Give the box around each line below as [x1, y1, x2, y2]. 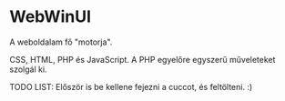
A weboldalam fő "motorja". [9, 36, 113, 47]
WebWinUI [9, 6, 92, 27]
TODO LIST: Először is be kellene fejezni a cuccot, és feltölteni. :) [9, 81, 253, 92]
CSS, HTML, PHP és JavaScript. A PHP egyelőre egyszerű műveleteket [9, 54, 276, 65]
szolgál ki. [9, 64, 47, 75]
